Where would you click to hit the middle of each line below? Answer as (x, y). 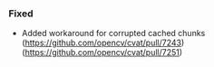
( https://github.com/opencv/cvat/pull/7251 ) (102, 53)
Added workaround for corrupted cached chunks (113, 33)
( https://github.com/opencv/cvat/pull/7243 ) (103, 43)
